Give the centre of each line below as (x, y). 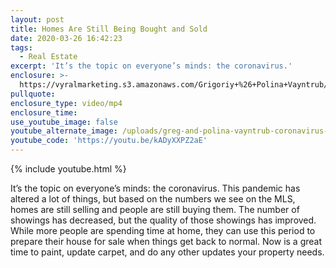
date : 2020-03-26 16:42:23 (66, 38)
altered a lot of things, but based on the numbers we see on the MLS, (153, 199)
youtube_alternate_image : (64, 131)
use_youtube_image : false (64, 122)
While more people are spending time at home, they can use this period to (163, 230)
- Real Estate (48, 57)
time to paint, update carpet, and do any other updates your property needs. (167, 252)
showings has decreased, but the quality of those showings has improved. (163, 220)
